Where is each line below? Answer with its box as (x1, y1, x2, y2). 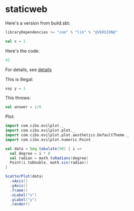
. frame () (10, 187, 28, 193)
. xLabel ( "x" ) (10, 192, 37, 197)
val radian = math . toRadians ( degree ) (10, 155, 89, 160)
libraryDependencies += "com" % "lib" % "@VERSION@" (5, 29, 118, 34)
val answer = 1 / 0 (5, 104, 42, 109)
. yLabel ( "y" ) (10, 197, 37, 202)
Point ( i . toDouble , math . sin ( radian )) (10, 160, 89, 165)
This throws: (5, 95, 31, 101)
